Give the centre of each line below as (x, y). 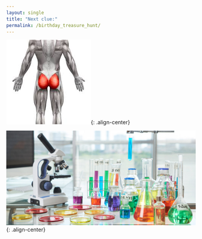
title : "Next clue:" (32, 19)
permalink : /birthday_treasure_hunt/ (54, 25)
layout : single (25, 13)
